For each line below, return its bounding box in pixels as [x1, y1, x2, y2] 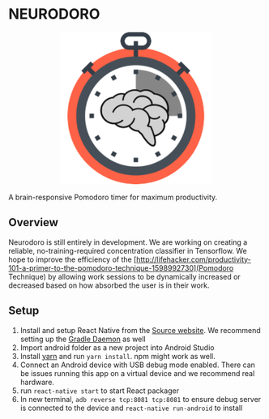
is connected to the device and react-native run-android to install [19, 403, 243, 413]
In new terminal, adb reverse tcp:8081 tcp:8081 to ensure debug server [19, 394, 262, 404]
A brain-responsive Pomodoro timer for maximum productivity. [8, 192, 218, 202]
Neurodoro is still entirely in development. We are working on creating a [8, 237, 248, 247]
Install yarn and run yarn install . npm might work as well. [19, 351, 216, 361]
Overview [8, 216, 59, 229]
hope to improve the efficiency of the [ [8, 254, 137, 264]
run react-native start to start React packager [19, 386, 180, 395]
